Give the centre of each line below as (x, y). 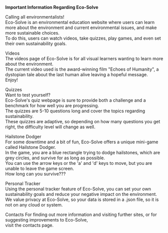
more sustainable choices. (32, 33)
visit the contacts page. (29, 225)
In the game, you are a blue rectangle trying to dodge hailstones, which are (83, 153)
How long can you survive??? (36, 174)
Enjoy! (12, 80)
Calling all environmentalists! (35, 17)
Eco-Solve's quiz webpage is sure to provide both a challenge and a (76, 100)
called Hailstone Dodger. (31, 147)
